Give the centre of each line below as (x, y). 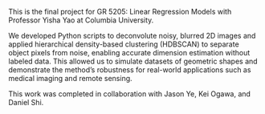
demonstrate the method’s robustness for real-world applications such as (130, 70)
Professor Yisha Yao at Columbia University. (81, 20)
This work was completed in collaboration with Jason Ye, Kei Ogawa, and (130, 94)
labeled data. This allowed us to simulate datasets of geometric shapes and (133, 61)
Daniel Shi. (26, 102)
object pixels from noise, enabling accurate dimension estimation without (129, 53)
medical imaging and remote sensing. (70, 78)
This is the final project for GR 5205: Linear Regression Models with (120, 12)
